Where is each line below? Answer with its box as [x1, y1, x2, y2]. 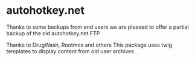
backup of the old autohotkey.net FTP [6, 29, 100, 36]
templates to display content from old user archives [6, 47, 135, 54]
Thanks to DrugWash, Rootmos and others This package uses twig [6, 41, 173, 48]
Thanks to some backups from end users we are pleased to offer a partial [6, 23, 189, 30]
